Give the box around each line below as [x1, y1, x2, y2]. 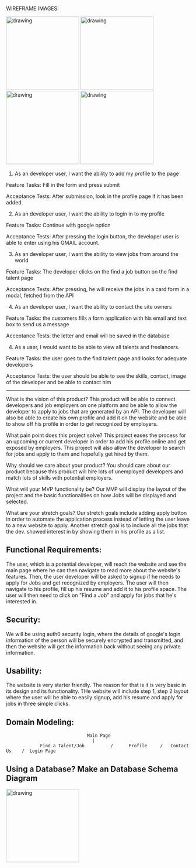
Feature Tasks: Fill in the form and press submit [6, 182, 120, 188]
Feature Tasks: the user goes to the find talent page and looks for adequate [6, 355, 187, 362]
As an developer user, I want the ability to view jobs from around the [14, 251, 179, 257]
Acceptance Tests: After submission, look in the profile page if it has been [6, 193, 184, 200]
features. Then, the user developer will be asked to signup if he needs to [6, 573, 180, 580]
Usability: [6, 666, 42, 676]
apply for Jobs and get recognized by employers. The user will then [6, 579, 169, 586]
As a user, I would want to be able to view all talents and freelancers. [14, 344, 180, 350]
